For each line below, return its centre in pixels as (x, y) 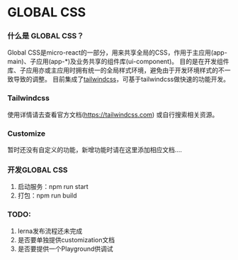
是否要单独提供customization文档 (66, 239)
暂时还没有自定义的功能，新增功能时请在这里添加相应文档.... (95, 150)
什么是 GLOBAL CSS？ (46, 36)
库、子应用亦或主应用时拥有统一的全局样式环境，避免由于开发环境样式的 (113, 70)
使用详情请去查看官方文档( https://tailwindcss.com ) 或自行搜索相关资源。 (113, 114)
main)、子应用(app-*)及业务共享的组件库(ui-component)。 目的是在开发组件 (118, 62)
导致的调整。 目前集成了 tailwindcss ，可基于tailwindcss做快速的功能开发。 (121, 80)
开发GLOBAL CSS (38, 170)
